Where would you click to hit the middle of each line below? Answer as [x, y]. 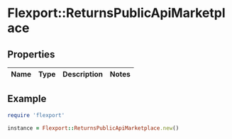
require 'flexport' [36, 115]
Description [83, 74]
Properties [31, 54]
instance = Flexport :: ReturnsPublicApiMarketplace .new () [93, 128]
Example [27, 99]
